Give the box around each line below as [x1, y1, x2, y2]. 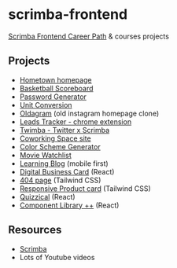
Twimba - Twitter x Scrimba [19, 125, 110, 134]
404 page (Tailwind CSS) [19, 175, 101, 185]
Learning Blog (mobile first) [19, 159, 109, 168]
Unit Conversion [19, 100, 72, 109]
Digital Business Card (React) [19, 167, 115, 176]
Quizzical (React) [19, 192, 76, 201]
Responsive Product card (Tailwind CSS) [19, 183, 151, 193]
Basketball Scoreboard [19, 83, 94, 93]
